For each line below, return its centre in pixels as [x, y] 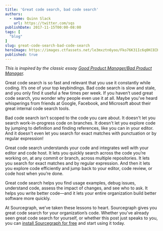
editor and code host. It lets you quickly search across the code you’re [75, 153]
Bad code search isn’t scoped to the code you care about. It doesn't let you [80, 118]
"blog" [16, 37]
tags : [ [13, 32]
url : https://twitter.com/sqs [44, 23]
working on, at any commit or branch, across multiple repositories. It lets [77, 158]
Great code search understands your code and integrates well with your [77, 148]
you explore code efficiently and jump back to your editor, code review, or [79, 169]
